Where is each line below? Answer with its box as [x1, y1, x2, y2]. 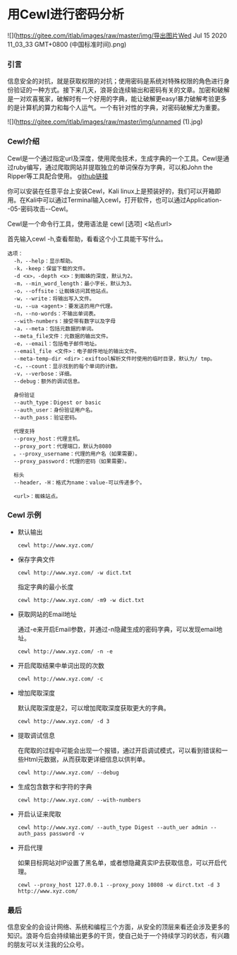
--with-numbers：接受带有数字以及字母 [13, 318, 116, 325]
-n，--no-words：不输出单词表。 [13, 310, 99, 317]
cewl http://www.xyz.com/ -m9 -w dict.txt [17, 596, 145, 603]
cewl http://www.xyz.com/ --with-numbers [17, 797, 141, 804]
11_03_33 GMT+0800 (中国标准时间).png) [7, 40, 127, 48]
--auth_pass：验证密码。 [13, 414, 80, 421]
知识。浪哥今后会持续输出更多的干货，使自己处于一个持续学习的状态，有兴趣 [7, 932, 230, 940]
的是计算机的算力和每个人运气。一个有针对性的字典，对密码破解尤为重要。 [7, 103, 224, 112]
